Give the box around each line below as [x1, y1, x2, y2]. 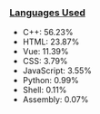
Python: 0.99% [22, 75, 79, 86]
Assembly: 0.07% [22, 94, 89, 105]
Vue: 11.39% [22, 46, 69, 57]
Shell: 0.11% [22, 84, 67, 96]
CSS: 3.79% [22, 56, 68, 67]
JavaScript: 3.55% [22, 65, 93, 76]
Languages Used [9, 6, 86, 19]
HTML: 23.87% [22, 36, 80, 47]
